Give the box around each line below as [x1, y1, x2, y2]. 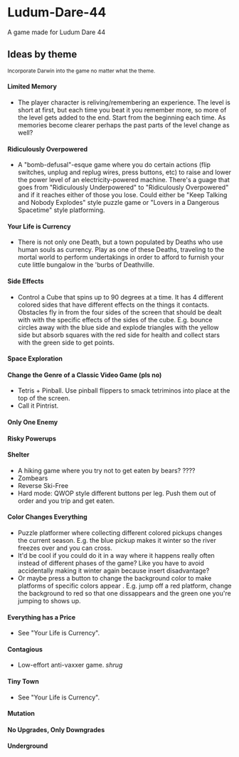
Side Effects [7, 277, 44, 285]
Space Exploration [7, 354, 63, 363]
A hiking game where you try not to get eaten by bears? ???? [17, 466, 196, 475]
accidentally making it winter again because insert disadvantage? [17, 566, 210, 575]
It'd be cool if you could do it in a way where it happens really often [17, 551, 215, 559]
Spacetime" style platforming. [17, 206, 105, 214]
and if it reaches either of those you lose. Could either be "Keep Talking [17, 191, 228, 199]
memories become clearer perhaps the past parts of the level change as [17, 120, 230, 129]
